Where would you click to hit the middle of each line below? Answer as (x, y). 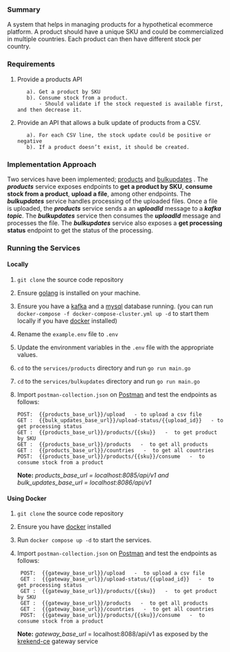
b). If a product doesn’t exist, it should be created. (108, 147)
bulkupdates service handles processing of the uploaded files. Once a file (112, 201)
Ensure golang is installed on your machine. (79, 293)
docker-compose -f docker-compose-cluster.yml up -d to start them (113, 314)
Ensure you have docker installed (64, 527)
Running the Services (44, 248)
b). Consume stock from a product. (77, 97)
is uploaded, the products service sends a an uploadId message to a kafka (114, 208)
